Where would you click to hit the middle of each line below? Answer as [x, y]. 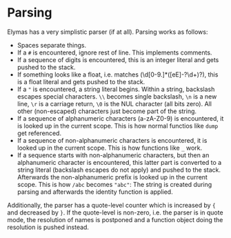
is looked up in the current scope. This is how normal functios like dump [118, 126]
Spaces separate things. [52, 45]
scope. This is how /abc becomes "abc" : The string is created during [114, 184]
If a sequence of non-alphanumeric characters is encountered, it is [112, 140]
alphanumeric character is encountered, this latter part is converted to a [119, 162]
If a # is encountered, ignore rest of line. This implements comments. [114, 52]
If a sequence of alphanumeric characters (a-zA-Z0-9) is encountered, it [120, 118]
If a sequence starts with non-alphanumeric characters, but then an [113, 155]
